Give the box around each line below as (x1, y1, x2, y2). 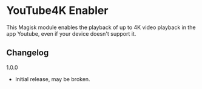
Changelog (6, 48, 49, 58)
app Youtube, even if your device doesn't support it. (6, 30, 136, 37)
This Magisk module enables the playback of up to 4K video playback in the (6, 24, 196, 31)
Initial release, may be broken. (15, 75, 90, 82)
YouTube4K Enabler (6, 4, 109, 18)
